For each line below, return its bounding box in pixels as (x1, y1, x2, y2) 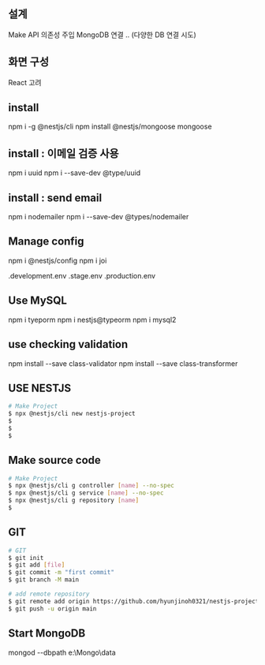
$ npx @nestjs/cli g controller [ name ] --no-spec (8, 482, 175, 490)
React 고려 (8, 77, 42, 87)
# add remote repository (8, 590, 90, 598)
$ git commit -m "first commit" (8, 569, 114, 577)
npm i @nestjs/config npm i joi (8, 256, 107, 265)
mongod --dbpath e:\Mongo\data (8, 648, 116, 657)
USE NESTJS (8, 381, 72, 394)
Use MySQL (8, 294, 67, 308)
